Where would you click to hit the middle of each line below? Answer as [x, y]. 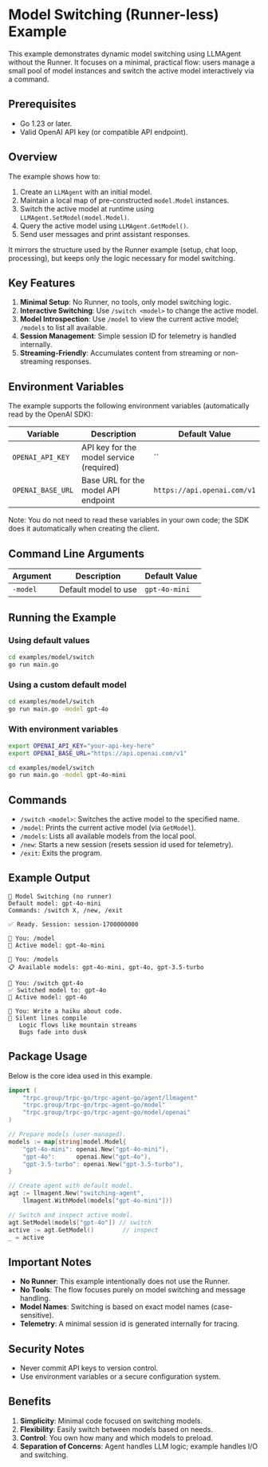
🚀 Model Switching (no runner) [60, 896]
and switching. [44, 1454]
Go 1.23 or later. [46, 123]
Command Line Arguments [77, 553]
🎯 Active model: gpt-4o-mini [57, 945]
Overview [33, 157]
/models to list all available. [63, 328]
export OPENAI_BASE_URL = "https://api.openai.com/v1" [98, 753]
